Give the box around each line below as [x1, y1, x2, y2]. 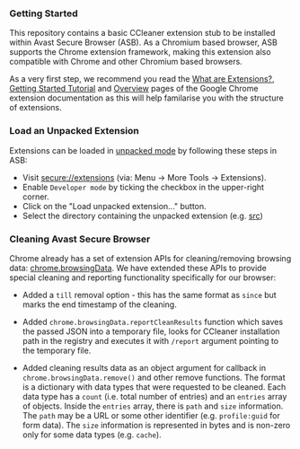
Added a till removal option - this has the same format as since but [22, 289, 277, 300]
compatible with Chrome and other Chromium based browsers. [9, 57, 243, 67]
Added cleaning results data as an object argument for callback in [22, 362, 267, 373]
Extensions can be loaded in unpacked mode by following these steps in [9, 145, 277, 155]
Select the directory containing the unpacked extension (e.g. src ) [22, 210, 263, 221]
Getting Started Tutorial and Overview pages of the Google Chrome [9, 84, 259, 94]
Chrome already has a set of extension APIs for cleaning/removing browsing [9, 252, 292, 263]
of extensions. [9, 102, 63, 113]
